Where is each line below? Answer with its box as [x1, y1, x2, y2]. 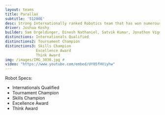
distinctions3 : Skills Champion [5, 44, 71, 48]
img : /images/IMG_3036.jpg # [5, 57, 65, 62]
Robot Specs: [5, 75, 32, 81]
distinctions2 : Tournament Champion [5, 39, 80, 44]
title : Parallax [5, 12, 38, 17]
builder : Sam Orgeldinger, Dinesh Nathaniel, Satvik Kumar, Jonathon [5, 30, 151, 35]
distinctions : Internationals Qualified [5, 35, 89, 40]
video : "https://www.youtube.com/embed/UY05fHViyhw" [5, 62, 115, 67]
